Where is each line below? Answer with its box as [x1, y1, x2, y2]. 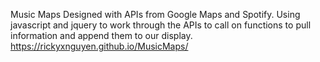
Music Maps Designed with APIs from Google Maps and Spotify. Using [10, 9, 301, 20]
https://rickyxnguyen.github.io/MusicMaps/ [10, 40, 189, 52]
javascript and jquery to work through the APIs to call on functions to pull [10, 19, 312, 31]
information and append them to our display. [10, 30, 193, 41]
